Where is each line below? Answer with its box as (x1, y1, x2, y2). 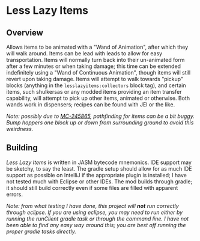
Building (6, 142, 38, 153)
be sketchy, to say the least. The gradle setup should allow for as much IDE (6, 165, 192, 172)
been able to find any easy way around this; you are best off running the (6, 221, 186, 228)
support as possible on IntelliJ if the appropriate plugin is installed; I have (6, 171, 187, 178)
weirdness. (6, 126, 34, 132)
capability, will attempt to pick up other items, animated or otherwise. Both (6, 94, 190, 102)
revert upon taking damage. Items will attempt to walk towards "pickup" (6, 76, 184, 82)
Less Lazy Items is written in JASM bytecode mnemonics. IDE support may (6, 159, 192, 166)
